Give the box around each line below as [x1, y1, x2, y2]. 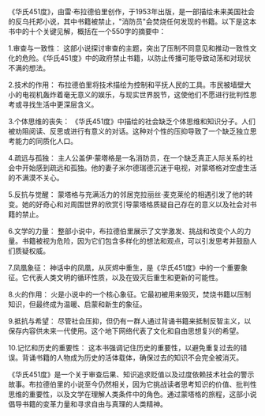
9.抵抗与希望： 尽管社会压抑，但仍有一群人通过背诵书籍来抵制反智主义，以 [8, 316, 252, 326]
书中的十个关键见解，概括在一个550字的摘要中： [8, 27, 166, 36]
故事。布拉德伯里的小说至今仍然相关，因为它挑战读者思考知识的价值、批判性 [8, 380, 257, 389]
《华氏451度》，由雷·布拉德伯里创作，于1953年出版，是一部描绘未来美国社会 [8, 7, 255, 16]
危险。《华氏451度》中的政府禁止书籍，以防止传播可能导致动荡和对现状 [21, 54, 252, 62]
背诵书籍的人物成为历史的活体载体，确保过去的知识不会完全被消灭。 [21, 353, 243, 362]
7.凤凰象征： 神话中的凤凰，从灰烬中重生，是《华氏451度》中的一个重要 [8, 263, 241, 272]
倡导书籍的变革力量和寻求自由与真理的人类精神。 [8, 399, 167, 409]
